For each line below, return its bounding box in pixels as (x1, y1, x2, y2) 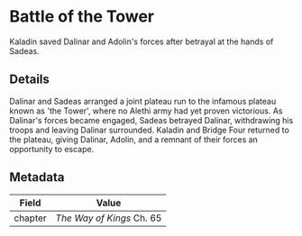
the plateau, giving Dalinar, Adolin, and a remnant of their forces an (9, 133, 259, 145)
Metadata (9, 169, 65, 186)
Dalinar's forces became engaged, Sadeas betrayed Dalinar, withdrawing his (9, 114, 294, 125)
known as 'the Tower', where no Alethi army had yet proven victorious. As (9, 105, 283, 116)
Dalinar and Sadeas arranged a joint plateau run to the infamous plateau (9, 95, 277, 106)
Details (9, 72, 50, 87)
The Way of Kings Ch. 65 (55, 212, 162, 224)
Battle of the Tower (9, 6, 155, 27)
